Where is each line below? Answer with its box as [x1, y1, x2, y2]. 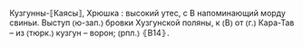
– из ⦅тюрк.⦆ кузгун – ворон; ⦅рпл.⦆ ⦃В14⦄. [9, 27, 170, 38]
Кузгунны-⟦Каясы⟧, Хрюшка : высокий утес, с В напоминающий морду [9, 8, 286, 18]
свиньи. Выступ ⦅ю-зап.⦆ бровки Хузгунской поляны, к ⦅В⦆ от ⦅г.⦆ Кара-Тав [9, 17, 295, 28]
